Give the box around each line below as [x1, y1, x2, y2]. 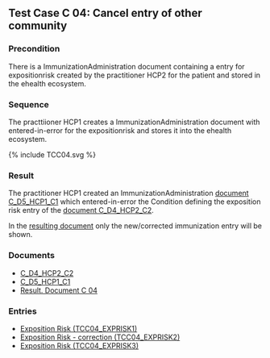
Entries [8, 306, 38, 317]
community [8, 19, 68, 33]
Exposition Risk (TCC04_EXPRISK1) [19, 323, 138, 333]
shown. [8, 230, 33, 239]
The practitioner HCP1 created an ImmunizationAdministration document [8, 189, 249, 198]
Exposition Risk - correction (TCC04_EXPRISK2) [19, 332, 181, 342]
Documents [8, 250, 55, 261]
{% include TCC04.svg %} [8, 149, 97, 160]
